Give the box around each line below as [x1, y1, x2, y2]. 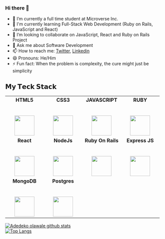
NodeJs [54, 137, 73, 144]
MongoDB [12, 178, 37, 185]
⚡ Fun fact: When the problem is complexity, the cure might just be [12, 61, 149, 67]
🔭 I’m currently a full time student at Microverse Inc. [12, 16, 118, 22]
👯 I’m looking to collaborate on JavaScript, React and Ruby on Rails [12, 32, 150, 38]
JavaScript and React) [12, 26, 58, 32]
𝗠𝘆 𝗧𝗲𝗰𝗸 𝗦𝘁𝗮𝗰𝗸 [5, 82, 57, 91]
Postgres [52, 178, 74, 185]
